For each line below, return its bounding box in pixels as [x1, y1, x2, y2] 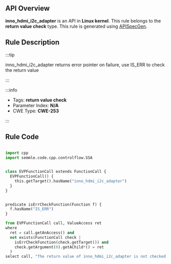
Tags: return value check [12, 97, 67, 103]
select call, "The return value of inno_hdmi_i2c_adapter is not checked [5, 254, 166, 259]
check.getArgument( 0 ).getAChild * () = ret [14, 245, 104, 250]
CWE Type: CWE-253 [12, 108, 59, 114]
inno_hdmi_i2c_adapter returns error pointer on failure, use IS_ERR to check [5, 62, 165, 68]
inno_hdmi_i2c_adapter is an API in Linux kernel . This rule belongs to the [5, 17, 161, 24]
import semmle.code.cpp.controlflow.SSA [5, 155, 93, 160]
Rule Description [5, 38, 60, 47]
